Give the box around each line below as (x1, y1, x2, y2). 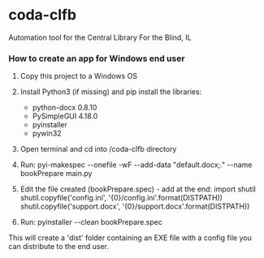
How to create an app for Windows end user (8, 53, 185, 64)
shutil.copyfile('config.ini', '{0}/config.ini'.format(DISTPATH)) (19, 193, 223, 203)
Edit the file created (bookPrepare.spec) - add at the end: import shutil (19, 184, 256, 194)
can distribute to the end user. (8, 242, 110, 252)
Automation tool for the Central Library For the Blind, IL (8, 32, 193, 42)
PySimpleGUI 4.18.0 (32, 111, 98, 121)
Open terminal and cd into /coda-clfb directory (19, 144, 177, 154)
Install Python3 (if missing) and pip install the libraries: (19, 87, 202, 97)
